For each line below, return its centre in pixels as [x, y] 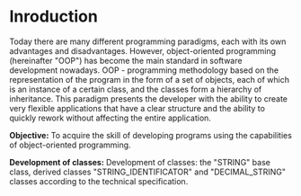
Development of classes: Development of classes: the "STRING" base [140, 162]
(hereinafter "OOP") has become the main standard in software [126, 60]
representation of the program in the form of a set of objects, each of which [150, 79]
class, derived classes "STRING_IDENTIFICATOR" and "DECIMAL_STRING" [147, 172]
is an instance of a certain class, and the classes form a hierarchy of [136, 89]
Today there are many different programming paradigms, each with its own [148, 41]
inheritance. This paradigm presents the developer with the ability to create [149, 98]
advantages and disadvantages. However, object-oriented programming [143, 50]
